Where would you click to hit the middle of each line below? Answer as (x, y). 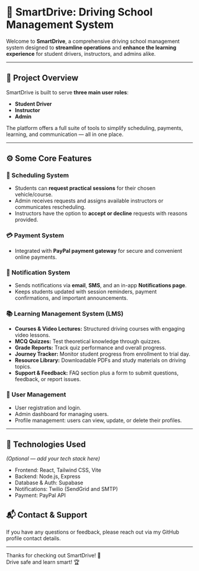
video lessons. (32, 335)
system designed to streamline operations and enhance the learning (91, 47)
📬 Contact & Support (47, 515)
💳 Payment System (35, 236)
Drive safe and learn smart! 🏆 (43, 562)
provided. (26, 220)
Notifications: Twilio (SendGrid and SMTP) (66, 489)
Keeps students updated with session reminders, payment (86, 292)
